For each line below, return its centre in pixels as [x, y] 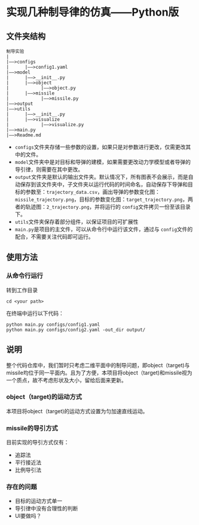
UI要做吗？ [28, 516]
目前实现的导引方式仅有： [38, 442]
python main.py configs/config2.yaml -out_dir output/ [76, 329]
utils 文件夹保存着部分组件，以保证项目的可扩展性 [76, 222]
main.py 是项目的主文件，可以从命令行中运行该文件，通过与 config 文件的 [104, 229]
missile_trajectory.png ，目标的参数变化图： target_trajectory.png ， [101, 199]
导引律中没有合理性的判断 [46, 508]
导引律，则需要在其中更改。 [49, 169]
